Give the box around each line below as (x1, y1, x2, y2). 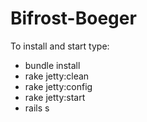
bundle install (24, 59, 81, 71)
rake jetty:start (24, 91, 86, 103)
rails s (24, 102, 50, 114)
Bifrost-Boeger (10, 7, 137, 30)
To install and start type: (10, 40, 110, 52)
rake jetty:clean (24, 70, 90, 82)
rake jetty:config (24, 80, 93, 92)
